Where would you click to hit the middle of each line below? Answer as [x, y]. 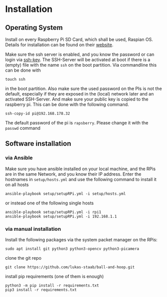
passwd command [23, 128]
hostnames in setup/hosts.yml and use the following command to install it [81, 179]
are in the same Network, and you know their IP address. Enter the [73, 174]
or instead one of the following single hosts [49, 203]
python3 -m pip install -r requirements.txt [52, 285]
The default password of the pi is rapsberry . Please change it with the [77, 123]
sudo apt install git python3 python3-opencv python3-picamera [72, 249]
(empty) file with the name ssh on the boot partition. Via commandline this [81, 65]
